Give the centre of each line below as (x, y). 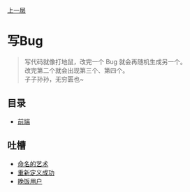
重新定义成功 (36, 172)
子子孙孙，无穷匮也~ (54, 79)
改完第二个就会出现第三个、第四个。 (76, 70)
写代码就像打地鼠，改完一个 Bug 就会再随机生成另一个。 (105, 61)
